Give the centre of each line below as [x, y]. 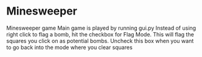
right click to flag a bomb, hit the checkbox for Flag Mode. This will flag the [100, 34]
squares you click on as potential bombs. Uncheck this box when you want [100, 41]
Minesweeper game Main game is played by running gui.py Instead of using [101, 28]
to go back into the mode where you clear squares [69, 47]
